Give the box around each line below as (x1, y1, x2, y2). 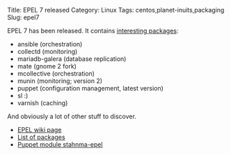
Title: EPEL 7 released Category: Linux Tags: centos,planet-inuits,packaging (7, 6, 225, 14)
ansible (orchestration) (17, 40, 83, 48)
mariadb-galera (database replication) (17, 55, 127, 63)
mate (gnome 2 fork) (17, 62, 77, 70)
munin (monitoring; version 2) (17, 77, 103, 85)
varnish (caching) (17, 99, 68, 107)
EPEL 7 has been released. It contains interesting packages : (7, 27, 179, 35)
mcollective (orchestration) (17, 69, 95, 77)
